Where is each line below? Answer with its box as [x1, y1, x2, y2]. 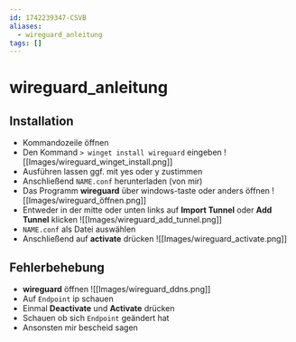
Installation [9, 113, 74, 128]
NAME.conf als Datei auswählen [22, 223, 136, 235]
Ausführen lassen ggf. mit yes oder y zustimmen [22, 166, 203, 177]
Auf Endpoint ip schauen [22, 293, 115, 304]
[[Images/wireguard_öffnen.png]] [22, 195, 147, 206]
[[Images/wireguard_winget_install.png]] [22, 157, 173, 167]
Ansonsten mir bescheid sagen [22, 322, 138, 333]
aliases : [9, 22, 42, 31]
